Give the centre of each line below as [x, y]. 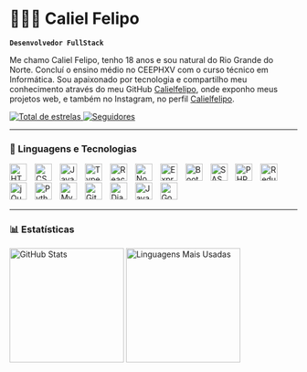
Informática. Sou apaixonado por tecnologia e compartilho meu [128, 79]
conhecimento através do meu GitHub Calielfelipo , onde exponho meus [144, 89]
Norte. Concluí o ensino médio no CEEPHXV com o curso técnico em [139, 69]
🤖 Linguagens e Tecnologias [73, 148]
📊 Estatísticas [42, 229]
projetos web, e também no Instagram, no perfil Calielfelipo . [122, 99]
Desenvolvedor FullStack [57, 43]
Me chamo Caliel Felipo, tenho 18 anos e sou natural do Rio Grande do [142, 59]
